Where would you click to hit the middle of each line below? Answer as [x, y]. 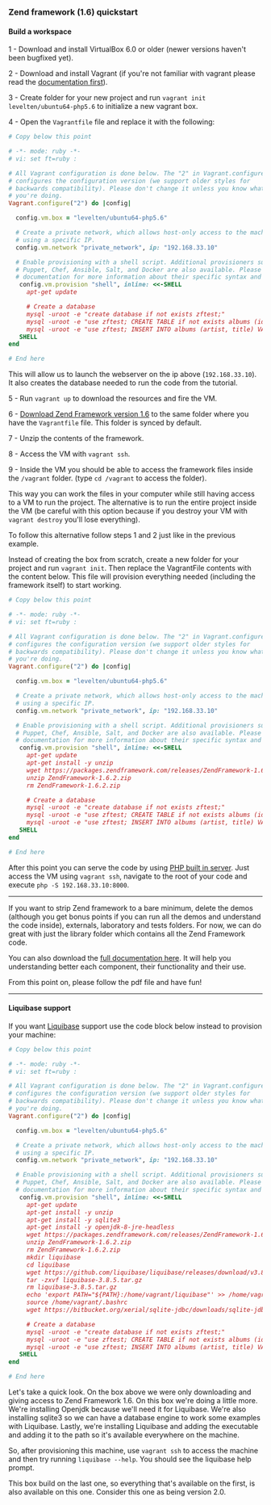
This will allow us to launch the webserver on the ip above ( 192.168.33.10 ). [133, 375]
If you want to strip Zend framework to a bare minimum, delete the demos [131, 908]
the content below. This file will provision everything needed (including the [132, 576]
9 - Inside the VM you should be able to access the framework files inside [131, 470]
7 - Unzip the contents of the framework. [76, 438]
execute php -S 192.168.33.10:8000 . [69, 885]
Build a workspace [40, 31]
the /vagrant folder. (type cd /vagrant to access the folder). [108, 478]
